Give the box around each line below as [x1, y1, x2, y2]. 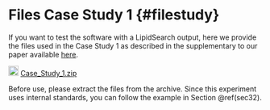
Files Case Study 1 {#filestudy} [8, 6, 220, 24]
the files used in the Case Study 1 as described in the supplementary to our [8, 40, 258, 50]
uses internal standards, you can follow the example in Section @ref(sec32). [8, 92, 262, 102]
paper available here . [8, 49, 79, 59]
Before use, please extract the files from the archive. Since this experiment [8, 83, 257, 94]
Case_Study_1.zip [19, 68, 77, 78]
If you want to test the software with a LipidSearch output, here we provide [8, 32, 257, 42]
